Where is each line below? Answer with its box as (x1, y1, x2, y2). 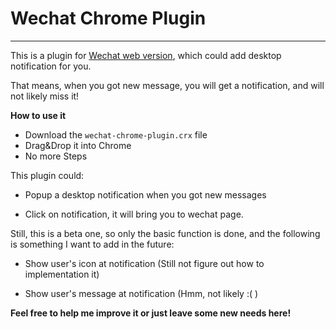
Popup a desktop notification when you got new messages (24, 188, 267, 201)
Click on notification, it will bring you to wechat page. (24, 208, 244, 220)
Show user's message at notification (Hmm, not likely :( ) (24, 287, 259, 299)
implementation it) (24, 268, 100, 280)
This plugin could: (10, 169, 85, 181)
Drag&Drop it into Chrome (24, 139, 132, 151)
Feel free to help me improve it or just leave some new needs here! (10, 307, 292, 319)
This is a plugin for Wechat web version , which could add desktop (10, 49, 282, 61)
